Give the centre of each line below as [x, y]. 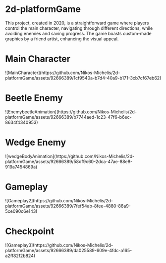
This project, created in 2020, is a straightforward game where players [77, 23]
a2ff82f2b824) [20, 256]
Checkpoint [30, 231]
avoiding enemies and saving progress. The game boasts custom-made [79, 33]
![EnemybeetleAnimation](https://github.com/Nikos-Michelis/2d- [71, 112]
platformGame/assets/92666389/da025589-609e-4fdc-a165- [69, 250]
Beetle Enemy [34, 98]
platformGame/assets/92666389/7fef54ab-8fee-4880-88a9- [68, 206]
